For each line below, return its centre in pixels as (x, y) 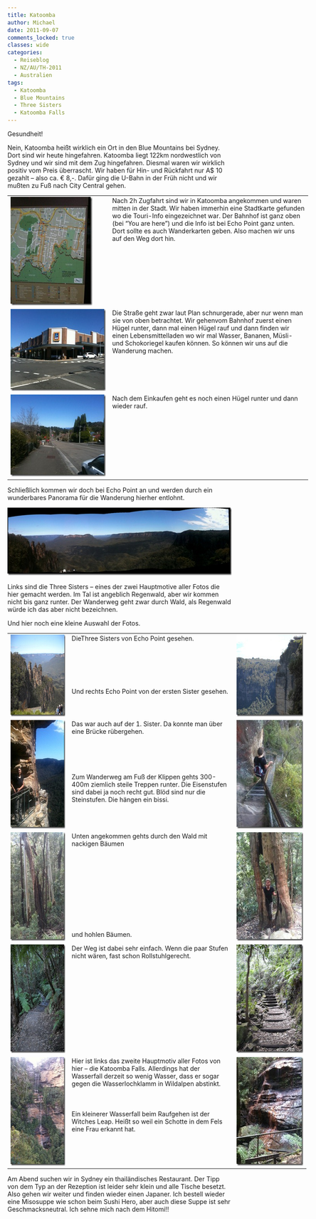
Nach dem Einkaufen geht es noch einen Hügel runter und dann (205, 398)
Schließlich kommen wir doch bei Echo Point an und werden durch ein (110, 490)
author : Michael (31, 22)
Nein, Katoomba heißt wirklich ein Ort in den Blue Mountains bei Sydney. (114, 147)
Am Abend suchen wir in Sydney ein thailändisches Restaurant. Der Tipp (114, 1179)
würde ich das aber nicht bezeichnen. (63, 609)
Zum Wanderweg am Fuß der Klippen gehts (135, 777)
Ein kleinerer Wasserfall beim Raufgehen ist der (141, 1114)
